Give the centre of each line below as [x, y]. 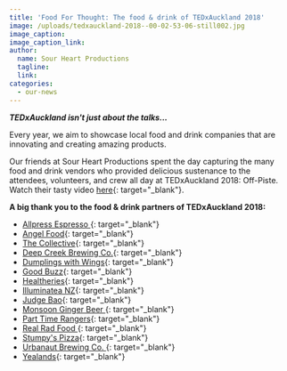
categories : [31, 84]
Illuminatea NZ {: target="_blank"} [83, 290]
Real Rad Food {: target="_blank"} [84, 328]
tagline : [33, 68]
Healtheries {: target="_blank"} [78, 280]
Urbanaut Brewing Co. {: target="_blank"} [98, 347]
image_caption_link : [48, 42]
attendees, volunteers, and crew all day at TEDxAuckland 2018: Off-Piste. [144, 180]
